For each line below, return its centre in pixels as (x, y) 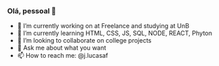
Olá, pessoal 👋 (32, 11)
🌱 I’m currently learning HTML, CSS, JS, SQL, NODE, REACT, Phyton (115, 33)
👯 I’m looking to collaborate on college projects (84, 41)
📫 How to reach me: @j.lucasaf (63, 56)
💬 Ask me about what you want (62, 48)
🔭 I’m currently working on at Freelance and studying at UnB (103, 26)
